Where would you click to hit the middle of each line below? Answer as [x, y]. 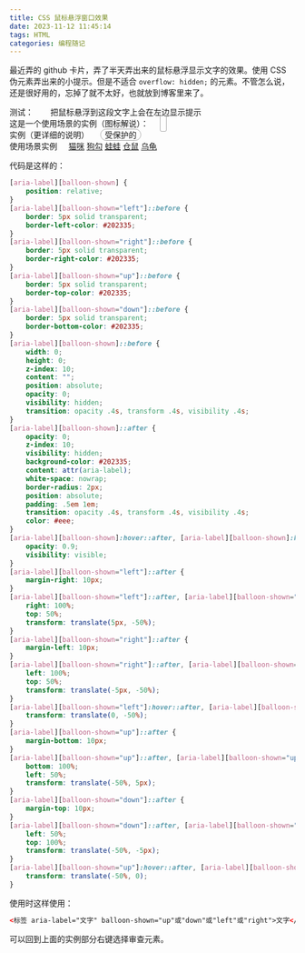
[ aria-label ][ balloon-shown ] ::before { [85, 343]
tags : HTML [30, 35]
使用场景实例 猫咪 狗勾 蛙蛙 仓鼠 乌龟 [83, 146]
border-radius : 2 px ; [64, 487]
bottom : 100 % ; [52, 766]
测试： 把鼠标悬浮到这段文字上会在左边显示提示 [105, 112]
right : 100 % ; [50, 606]
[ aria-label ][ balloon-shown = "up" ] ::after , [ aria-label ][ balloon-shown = [148, 757]
